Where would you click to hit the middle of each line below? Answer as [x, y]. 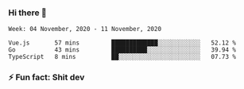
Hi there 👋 [28, 13]
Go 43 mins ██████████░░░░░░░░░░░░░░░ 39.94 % [122, 50]
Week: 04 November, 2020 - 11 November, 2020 [85, 29]
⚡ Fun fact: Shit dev [46, 77]
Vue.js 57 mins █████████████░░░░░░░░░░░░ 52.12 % [122, 43]
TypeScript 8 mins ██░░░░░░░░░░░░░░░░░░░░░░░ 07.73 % [122, 57]
